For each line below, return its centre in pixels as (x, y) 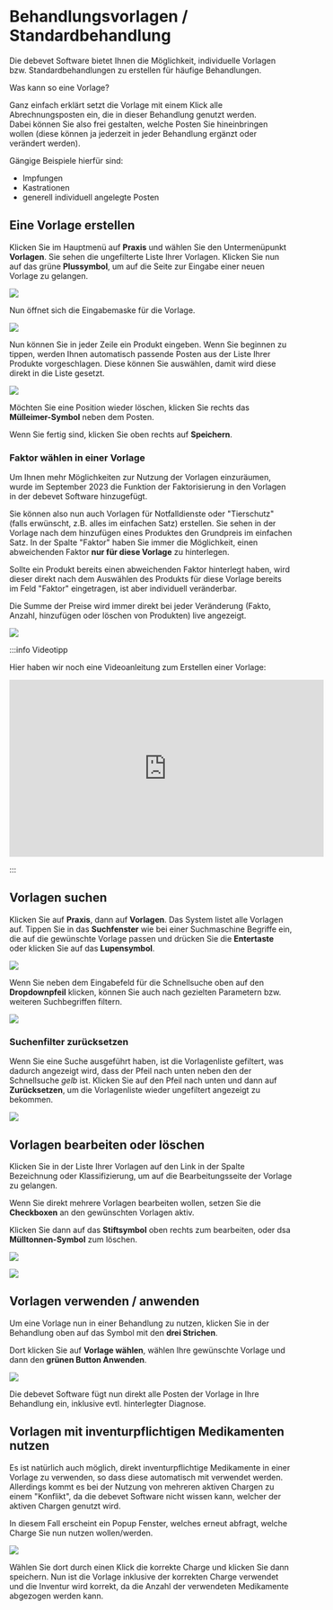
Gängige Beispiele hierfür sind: (66, 160)
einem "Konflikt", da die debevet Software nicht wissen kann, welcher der (145, 1496)
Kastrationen (46, 187)
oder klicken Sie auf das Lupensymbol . (82, 948)
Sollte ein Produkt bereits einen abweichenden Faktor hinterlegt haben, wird (149, 569)
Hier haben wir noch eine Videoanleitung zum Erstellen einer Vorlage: (138, 667)
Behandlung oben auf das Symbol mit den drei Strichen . (114, 1332)
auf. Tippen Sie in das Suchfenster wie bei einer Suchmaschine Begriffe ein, (151, 929)
